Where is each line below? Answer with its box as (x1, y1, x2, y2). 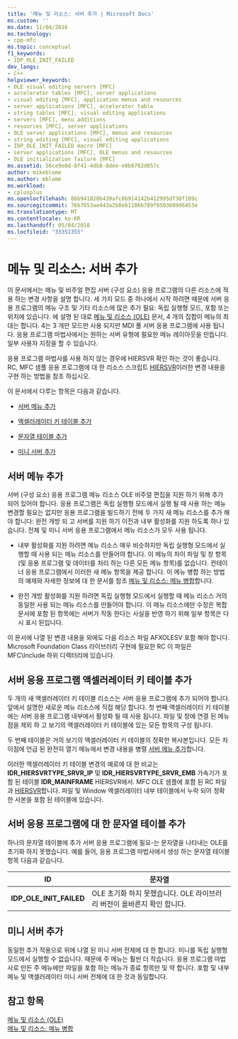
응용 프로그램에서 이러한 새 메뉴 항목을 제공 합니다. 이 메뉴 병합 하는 (25, 567, 212, 576)
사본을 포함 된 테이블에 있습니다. (14, 795, 104, 804)
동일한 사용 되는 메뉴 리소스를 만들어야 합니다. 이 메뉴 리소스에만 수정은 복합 (17, 601, 228, 609)
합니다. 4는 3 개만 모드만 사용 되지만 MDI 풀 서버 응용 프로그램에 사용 (20, 321, 212, 330)
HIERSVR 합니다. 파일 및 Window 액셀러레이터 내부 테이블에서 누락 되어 (14, 786, 212, 795)
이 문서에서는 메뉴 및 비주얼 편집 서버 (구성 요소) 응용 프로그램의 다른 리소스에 (7, 285, 222, 295)
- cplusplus (7, 189, 42, 196)
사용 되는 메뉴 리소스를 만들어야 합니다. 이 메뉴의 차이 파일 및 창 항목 (38, 550, 227, 558)
